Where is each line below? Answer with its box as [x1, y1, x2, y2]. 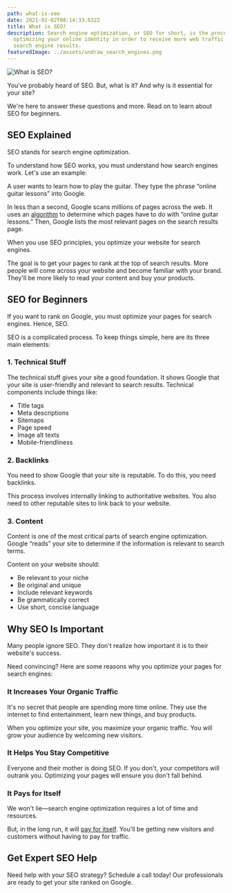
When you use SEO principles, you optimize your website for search [7, 238, 201, 246]
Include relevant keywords [17, 588, 93, 597]
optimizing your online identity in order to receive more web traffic [13, 36, 224, 43]
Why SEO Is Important [7, 623, 104, 635]
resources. [7, 811, 38, 820]
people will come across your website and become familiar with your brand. [7, 266, 223, 274]
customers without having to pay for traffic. [7, 832, 130, 841]
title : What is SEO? [7, 23, 67, 30]
